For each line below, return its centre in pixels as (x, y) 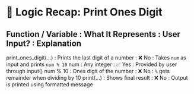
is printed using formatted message (50, 84)
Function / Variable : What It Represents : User (93, 34)
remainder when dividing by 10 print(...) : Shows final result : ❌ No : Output (97, 78)
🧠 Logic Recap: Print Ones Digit (84, 12)
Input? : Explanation (44, 43)
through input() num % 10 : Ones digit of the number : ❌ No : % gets (88, 71)
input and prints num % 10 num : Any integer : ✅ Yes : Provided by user (92, 64)
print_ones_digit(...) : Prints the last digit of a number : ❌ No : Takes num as (96, 58)
